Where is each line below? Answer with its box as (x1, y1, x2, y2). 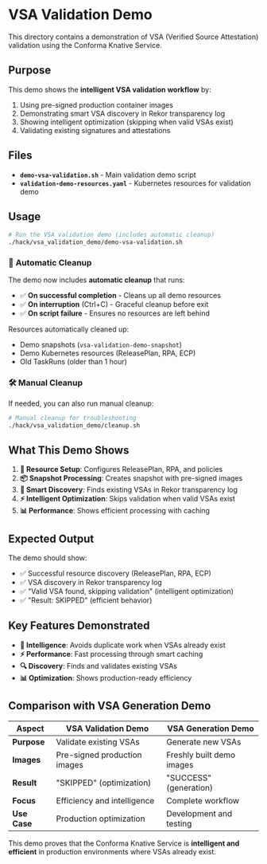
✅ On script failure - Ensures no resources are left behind (19, 308, 211, 318)
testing (166, 818, 192, 829)
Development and (166, 807, 233, 819)
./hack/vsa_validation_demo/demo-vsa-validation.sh (8, 238, 183, 246)
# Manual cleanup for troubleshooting (8, 414, 137, 422)
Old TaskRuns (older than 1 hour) (19, 357, 127, 367)
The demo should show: (8, 553, 87, 563)
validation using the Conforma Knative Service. (8, 40, 163, 49)
